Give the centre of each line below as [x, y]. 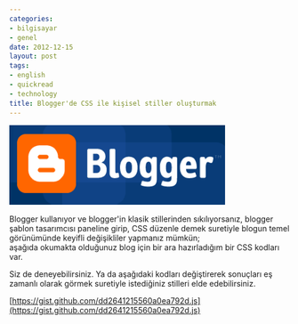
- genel [24, 37]
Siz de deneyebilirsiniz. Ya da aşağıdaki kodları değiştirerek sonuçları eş [141, 274]
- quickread [31, 85]
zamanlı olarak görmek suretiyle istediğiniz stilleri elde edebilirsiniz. [133, 283]
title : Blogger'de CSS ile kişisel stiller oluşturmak [113, 103]
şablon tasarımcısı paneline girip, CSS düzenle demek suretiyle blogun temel [149, 228]
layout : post [33, 57]
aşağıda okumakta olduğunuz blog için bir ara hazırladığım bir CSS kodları [145, 247]
